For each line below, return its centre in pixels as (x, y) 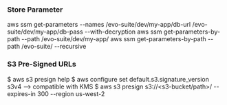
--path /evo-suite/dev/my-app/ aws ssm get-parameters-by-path (114, 39)
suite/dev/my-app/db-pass (45, 32)
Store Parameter (35, 10)
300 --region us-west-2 (71, 93)
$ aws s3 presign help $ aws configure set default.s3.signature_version (108, 79)
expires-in (22, 93)
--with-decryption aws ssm (123, 32)
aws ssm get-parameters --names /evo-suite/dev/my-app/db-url (99, 25)
